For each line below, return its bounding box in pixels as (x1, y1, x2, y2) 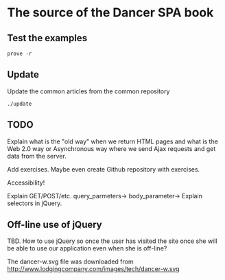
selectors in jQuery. (7, 199, 62, 207)
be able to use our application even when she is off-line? (7, 244, 167, 253)
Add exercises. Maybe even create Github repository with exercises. (7, 165, 200, 173)
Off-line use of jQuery (7, 219, 102, 231)
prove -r (7, 50, 32, 57)
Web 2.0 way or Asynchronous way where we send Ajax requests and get (7, 144, 216, 152)
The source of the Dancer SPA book (7, 5, 214, 21)
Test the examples (7, 32, 88, 44)
